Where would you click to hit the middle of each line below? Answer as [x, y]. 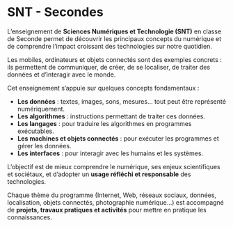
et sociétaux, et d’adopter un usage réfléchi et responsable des [99, 174]
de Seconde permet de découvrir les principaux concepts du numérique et [114, 38]
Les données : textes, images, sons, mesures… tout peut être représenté [121, 101]
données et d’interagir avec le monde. [62, 75]
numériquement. [41, 109]
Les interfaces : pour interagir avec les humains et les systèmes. [110, 153]
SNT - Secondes [55, 12]
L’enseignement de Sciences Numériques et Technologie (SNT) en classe [114, 31]
